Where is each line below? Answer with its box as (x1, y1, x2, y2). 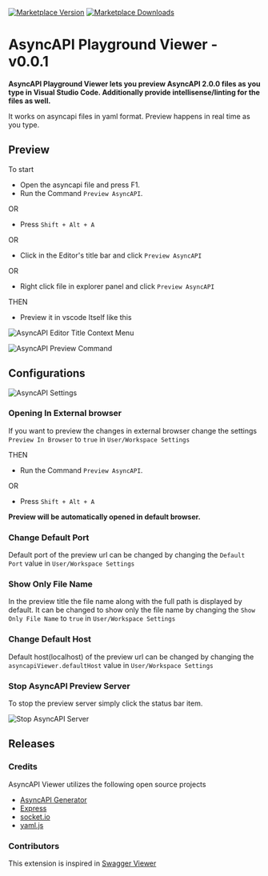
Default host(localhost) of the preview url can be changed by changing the (8, 652, 254, 662)
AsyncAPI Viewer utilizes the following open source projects (8, 779, 206, 789)
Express (19, 803, 47, 813)
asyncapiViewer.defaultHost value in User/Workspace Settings (8, 660, 214, 670)
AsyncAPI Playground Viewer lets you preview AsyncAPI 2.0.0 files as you (8, 78, 261, 88)
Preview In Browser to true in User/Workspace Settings (8, 434, 190, 444)
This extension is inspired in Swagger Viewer (8, 858, 157, 868)
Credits (8, 761, 38, 772)
